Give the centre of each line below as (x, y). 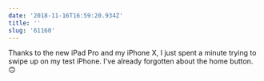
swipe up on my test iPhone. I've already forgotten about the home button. (131, 61)
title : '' (25, 23)
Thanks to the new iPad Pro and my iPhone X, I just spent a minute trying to (132, 53)
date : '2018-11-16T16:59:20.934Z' (66, 15)
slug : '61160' (32, 30)
